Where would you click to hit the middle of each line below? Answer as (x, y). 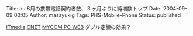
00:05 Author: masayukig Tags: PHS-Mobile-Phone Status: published (97, 15)
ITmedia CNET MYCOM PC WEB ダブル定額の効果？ (69, 27)
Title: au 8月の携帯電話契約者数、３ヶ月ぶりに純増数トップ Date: (84, 8)
